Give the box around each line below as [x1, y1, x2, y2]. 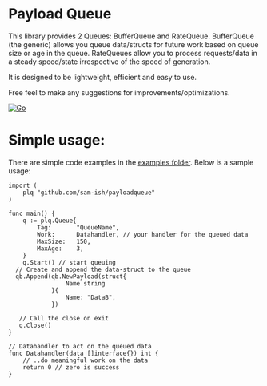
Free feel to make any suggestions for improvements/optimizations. [8, 87, 230, 97]
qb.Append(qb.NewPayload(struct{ [15, 273, 127, 281]
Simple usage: [8, 131, 106, 149]
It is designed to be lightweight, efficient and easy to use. [8, 72, 197, 82]
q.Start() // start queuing [22, 258, 116, 266]
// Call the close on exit [18, 314, 110, 322]
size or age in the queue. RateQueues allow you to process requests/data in [8, 48, 257, 58]
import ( [8, 181, 38, 189]
